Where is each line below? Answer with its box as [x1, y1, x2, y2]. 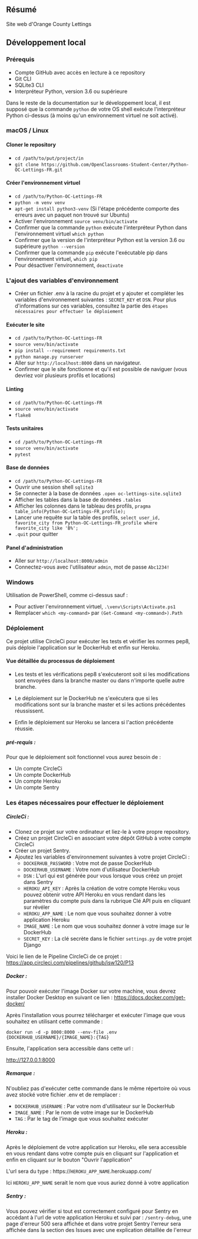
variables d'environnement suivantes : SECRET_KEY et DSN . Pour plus [14, 296, 177, 304]
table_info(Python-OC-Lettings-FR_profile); [14, 508, 126, 514]
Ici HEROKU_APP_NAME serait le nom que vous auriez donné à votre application [6, 1179, 190, 1186]
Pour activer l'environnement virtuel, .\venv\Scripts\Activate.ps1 [14, 603, 176, 610]
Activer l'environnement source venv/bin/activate [14, 217, 138, 224]
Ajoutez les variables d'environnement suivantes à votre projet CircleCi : [14, 853, 190, 860]
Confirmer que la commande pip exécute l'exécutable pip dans [14, 249, 168, 256]
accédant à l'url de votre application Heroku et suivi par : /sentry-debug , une [6, 1214, 192, 1221]
